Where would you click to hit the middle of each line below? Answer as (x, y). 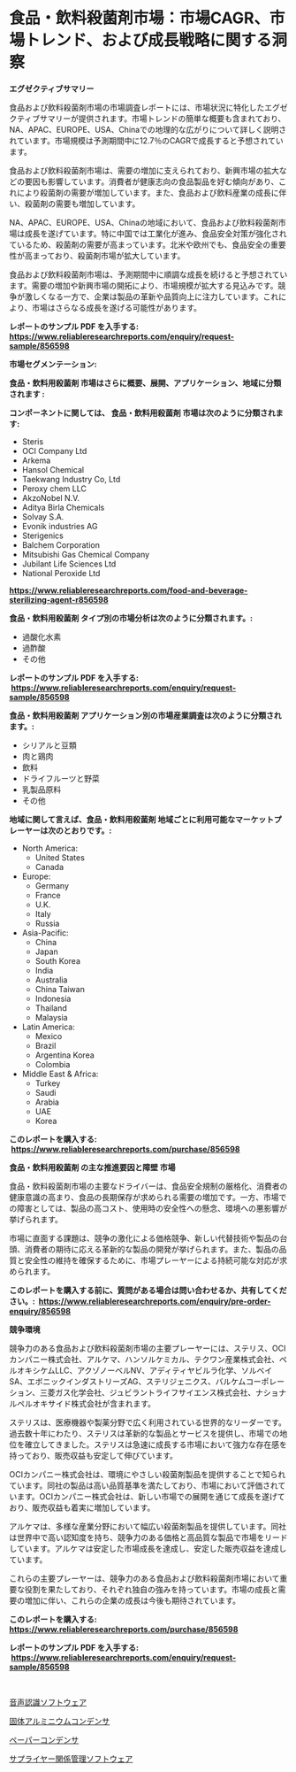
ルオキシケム (32, 1370)
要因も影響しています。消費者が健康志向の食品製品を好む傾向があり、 (152, 181)
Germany (52, 885)
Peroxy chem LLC (54, 489)
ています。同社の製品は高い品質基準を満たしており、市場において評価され (144, 1485)
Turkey (48, 1083)
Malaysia (51, 1017)
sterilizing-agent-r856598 (59, 599)
